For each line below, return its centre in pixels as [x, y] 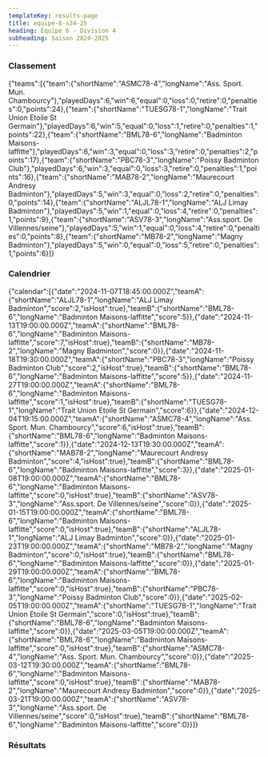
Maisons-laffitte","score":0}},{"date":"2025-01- [177, 563]
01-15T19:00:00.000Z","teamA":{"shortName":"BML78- [99, 512]
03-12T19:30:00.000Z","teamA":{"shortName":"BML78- [100, 665]
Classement [32, 66]
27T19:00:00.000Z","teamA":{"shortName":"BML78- [94, 384]
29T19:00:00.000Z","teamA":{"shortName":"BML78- [95, 572]
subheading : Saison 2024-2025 [59, 38]
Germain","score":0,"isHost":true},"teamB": [129, 614]
